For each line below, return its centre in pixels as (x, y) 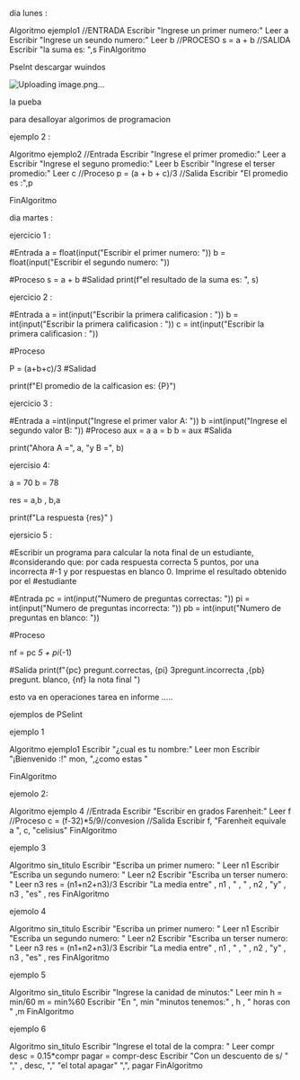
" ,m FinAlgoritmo (42, 1011)
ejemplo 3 (28, 848)
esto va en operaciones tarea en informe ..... (91, 697)
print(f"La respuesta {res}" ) (62, 517)
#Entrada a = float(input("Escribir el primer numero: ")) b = (118, 252)
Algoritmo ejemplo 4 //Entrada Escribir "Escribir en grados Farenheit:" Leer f (150, 811)
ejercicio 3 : (31, 403)
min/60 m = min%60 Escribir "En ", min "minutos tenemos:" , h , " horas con (150, 1002)
